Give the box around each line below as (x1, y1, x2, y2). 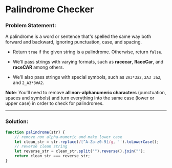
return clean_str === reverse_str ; (14, 154, 91, 159)
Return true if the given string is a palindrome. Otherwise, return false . (12, 49, 163, 55)
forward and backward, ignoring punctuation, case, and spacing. (5, 39, 142, 45)
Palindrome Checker (5, 4, 94, 15)
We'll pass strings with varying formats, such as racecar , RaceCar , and (12, 59, 164, 65)
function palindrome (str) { (5, 130, 66, 135)
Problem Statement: (5, 22, 56, 29)
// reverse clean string (14, 144, 68, 149)
